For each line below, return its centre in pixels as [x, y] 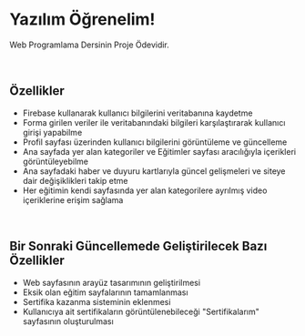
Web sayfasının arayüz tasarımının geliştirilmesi [112, 282]
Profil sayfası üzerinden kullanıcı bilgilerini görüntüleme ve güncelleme [155, 142]
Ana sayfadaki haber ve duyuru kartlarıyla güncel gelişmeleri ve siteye [154, 171]
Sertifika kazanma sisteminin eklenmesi [97, 301]
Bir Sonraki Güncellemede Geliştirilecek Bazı [138, 246]
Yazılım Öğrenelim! [82, 20]
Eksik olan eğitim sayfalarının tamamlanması [105, 292]
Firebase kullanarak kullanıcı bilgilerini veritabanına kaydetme [137, 113]
